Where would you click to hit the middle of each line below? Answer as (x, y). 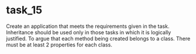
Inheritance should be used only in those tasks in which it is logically (89, 32)
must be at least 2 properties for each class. (59, 45)
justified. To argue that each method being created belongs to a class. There (98, 38)
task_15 (24, 10)
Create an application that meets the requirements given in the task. (88, 26)
